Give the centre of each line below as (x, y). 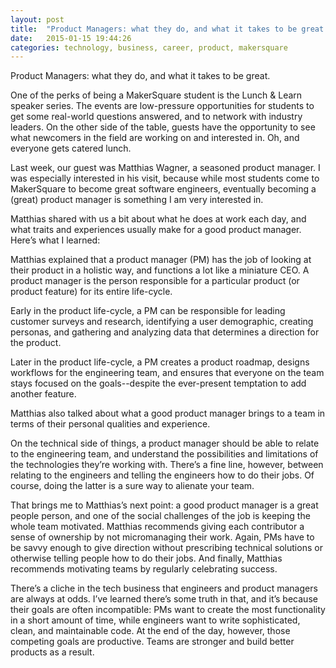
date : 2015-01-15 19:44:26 (71, 38)
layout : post (37, 19)
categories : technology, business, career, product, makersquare (149, 47)
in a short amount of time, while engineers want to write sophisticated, (155, 620)
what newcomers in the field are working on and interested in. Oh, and (155, 138)
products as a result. (52, 652)
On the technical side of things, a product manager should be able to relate (165, 443)
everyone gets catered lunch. (71, 148)
